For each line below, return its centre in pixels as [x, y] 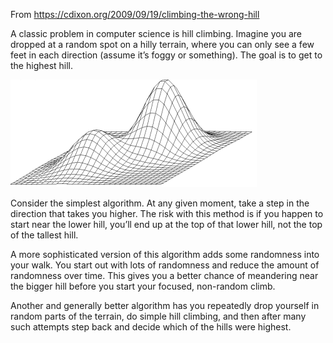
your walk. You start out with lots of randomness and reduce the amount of [165, 265]
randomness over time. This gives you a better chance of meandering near [164, 275]
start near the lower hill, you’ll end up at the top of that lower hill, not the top [166, 224]
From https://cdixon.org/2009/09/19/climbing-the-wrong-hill [135, 14]
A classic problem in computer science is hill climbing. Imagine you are [156, 33]
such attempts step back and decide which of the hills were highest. [151, 327]
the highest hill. [42, 65]
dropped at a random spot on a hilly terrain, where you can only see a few [162, 44]
